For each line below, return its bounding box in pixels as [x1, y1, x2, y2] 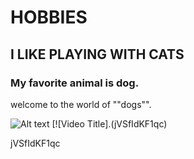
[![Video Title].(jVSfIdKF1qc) [51, 117, 168, 130]
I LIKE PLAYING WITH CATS [10, 46, 185, 63]
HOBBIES [10, 6, 88, 29]
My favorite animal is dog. [10, 76, 140, 90]
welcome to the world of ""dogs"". [10, 98, 152, 110]
